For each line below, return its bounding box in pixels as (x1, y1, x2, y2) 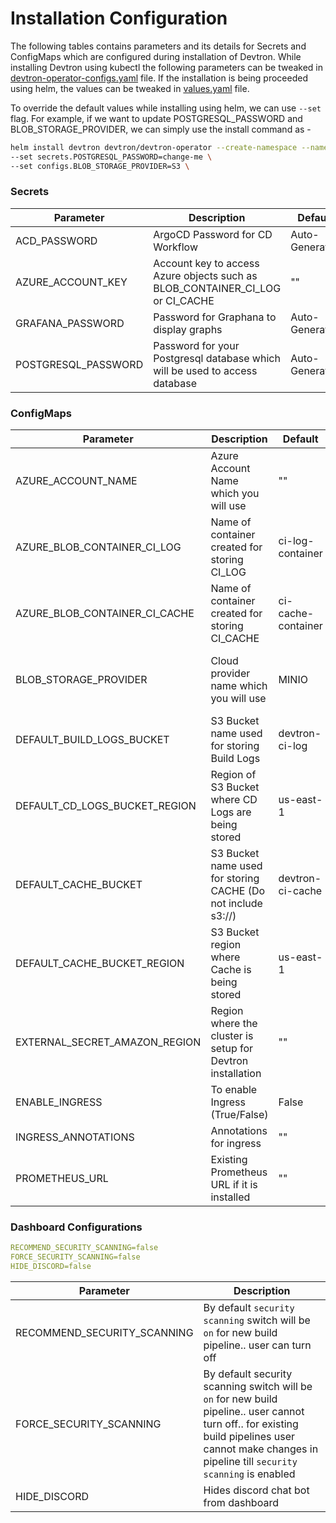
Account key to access (153, 256, 260, 270)
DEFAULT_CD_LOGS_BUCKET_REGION (15, 799, 197, 813)
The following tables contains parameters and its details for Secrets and (10, 40, 307, 52)
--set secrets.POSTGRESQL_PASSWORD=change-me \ (10, 152, 213, 162)
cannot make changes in (203, 1442, 319, 1456)
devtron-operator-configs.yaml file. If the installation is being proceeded (10, 72, 308, 84)
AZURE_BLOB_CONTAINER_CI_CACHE (15, 607, 195, 621)
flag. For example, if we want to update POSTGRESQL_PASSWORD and (10, 112, 303, 124)
